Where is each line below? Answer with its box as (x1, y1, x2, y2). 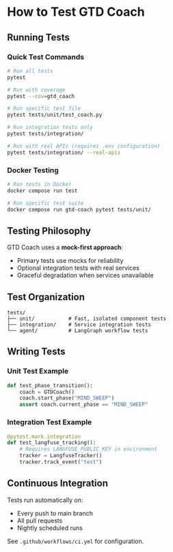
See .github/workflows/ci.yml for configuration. (7, 537, 144, 545)
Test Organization (7, 291, 85, 303)
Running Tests (7, 32, 70, 43)
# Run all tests (7, 67, 53, 74)
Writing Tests (7, 346, 66, 358)
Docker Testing (7, 165, 59, 175)
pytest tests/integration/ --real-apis (7, 149, 121, 156)
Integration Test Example (7, 417, 92, 427)
